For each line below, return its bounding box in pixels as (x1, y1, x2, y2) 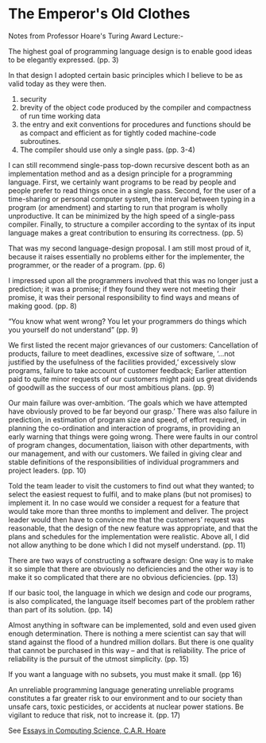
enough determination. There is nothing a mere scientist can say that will (8, 628, 246, 638)
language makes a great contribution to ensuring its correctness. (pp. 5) (8, 228, 244, 237)
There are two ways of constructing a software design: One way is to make (8, 555, 254, 565)
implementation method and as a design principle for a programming (8, 169, 233, 178)
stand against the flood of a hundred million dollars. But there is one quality (8, 637, 254, 647)
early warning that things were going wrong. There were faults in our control (8, 431, 258, 442)
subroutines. (19, 136, 61, 146)
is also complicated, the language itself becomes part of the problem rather (8, 596, 256, 605)
